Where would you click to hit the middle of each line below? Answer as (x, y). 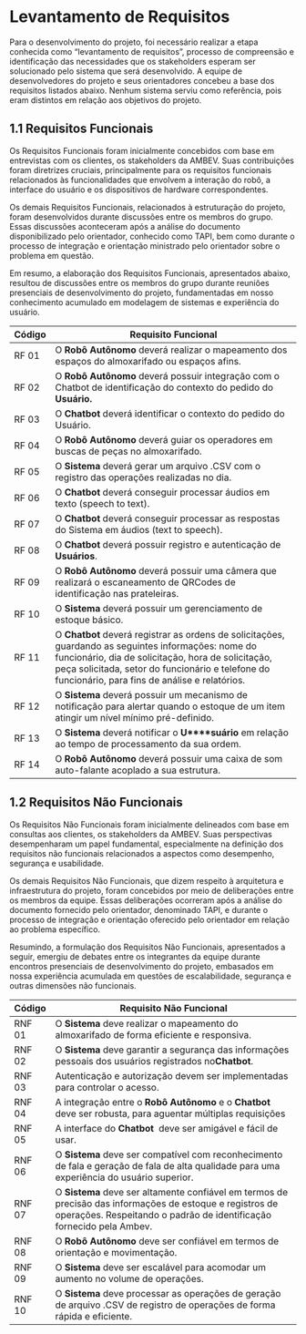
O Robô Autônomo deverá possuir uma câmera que (166, 570)
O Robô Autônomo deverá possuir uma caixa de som (169, 758)
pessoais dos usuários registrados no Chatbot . (154, 1061)
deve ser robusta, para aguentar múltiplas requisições (170, 1113)
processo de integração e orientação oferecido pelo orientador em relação (149, 919)
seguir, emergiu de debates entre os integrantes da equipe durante (135, 956)
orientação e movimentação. (116, 1252)
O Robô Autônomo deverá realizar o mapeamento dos (171, 350)
